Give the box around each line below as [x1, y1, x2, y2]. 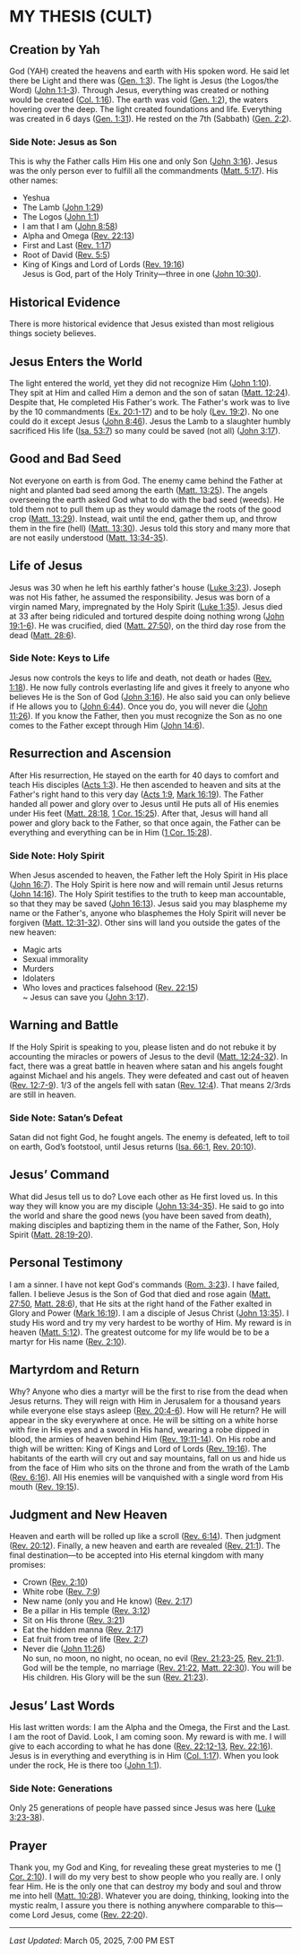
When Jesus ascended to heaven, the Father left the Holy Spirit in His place [9, 869, 288, 880]
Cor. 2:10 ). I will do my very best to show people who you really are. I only [9, 1872, 281, 1882]
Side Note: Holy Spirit [9, 849, 105, 861]
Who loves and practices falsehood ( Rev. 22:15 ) [21, 982, 199, 992]
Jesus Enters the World [9, 354, 143, 369]
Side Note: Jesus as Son [9, 135, 117, 148]
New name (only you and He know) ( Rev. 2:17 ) [21, 1596, 193, 1606]
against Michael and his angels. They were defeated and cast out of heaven [9, 1069, 289, 1081]
